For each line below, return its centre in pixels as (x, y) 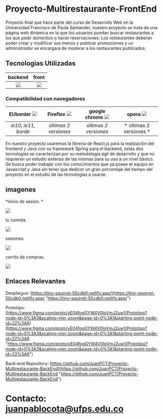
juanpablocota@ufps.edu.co (65, 409)
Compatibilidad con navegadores (45, 99)
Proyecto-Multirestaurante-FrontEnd (81, 9)
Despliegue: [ (19, 293)
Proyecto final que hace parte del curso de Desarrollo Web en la (69, 22)
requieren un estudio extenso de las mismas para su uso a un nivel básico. (80, 159)
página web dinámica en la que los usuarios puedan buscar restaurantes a (80, 33)
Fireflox (56, 114)
